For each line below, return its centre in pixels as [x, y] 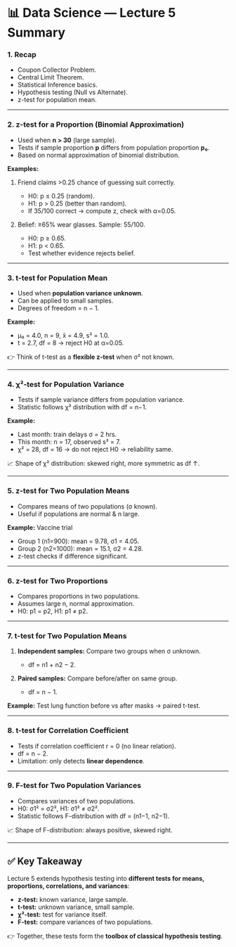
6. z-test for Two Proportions [58, 580]
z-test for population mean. [57, 100]
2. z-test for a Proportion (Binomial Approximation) [96, 125]
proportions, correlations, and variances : [68, 886]
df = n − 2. [33, 754]
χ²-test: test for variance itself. [62, 914]
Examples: [23, 168]
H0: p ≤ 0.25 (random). [61, 196]
